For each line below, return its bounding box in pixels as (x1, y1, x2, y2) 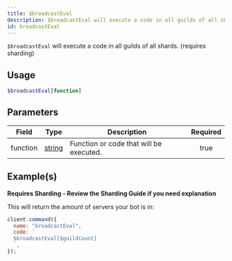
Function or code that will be (70, 139, 162, 148)
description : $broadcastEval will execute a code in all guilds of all (7, 17, 217, 23)
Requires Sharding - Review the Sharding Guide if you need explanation (7, 189, 216, 197)
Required (191, 127, 222, 137)
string (44, 143, 64, 153)
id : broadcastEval (7, 23, 60, 30)
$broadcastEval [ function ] (7, 88, 81, 95)
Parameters (7, 106, 59, 118)
